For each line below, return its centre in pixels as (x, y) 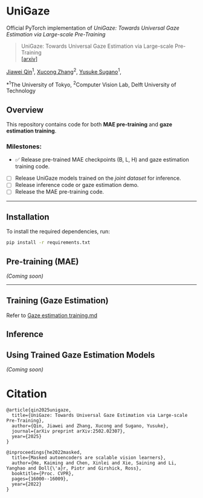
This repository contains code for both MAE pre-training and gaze (89, 125)
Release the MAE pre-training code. (60, 192)
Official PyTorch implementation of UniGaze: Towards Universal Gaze (93, 28)
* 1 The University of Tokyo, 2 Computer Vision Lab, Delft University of (91, 84)
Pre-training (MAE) (43, 261)
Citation (27, 394)
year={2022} (27, 484)
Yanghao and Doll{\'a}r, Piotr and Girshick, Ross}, (74, 468)
